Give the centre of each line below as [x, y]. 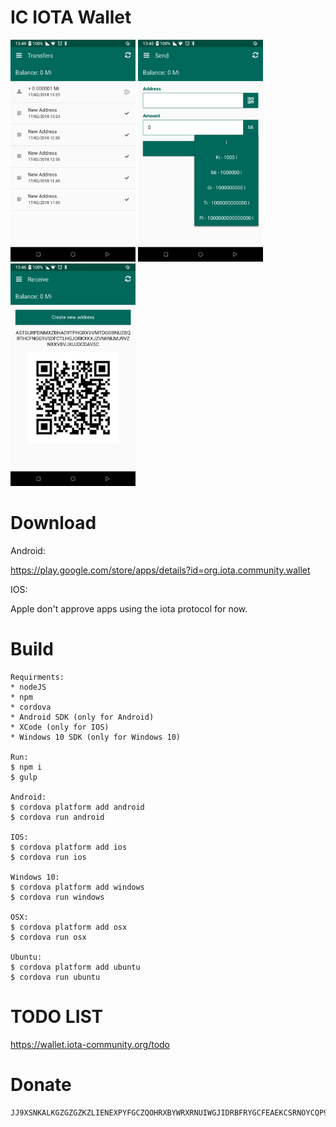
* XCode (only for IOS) [60, 727]
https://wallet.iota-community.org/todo [90, 1044]
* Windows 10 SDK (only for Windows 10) [96, 737]
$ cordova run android [57, 817]
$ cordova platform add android [77, 807]
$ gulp [24, 777]
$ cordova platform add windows [77, 887]
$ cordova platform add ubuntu [75, 967]
